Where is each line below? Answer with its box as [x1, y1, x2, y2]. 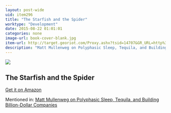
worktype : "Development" [5, 21, 58, 27]
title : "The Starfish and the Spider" [5, 17, 88, 22]
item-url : [5, 41, 26, 46]
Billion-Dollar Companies [5, 102, 58, 108]
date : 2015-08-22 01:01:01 [5, 26, 63, 31]
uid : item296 [5, 12, 33, 17]
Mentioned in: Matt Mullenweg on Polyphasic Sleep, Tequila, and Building [5, 97, 159, 103]
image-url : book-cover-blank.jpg [5, 36, 76, 41]
